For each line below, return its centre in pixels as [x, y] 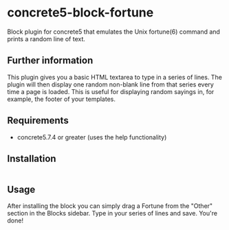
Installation [32, 158]
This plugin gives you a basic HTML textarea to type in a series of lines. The [115, 77]
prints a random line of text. [46, 38]
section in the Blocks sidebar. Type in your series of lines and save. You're [112, 214]
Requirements [38, 120]
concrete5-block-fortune [80, 13]
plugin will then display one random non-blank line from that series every [111, 84]
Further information [50, 61]
